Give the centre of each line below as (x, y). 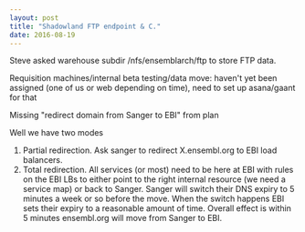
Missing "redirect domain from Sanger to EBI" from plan (114, 116)
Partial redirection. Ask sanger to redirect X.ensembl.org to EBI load (150, 150)
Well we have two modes (57, 133)
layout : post (34, 18)
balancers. (42, 160)
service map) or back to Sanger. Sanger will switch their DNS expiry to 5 (158, 189)
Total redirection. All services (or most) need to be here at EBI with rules (158, 170)
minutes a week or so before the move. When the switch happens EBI (153, 199)
